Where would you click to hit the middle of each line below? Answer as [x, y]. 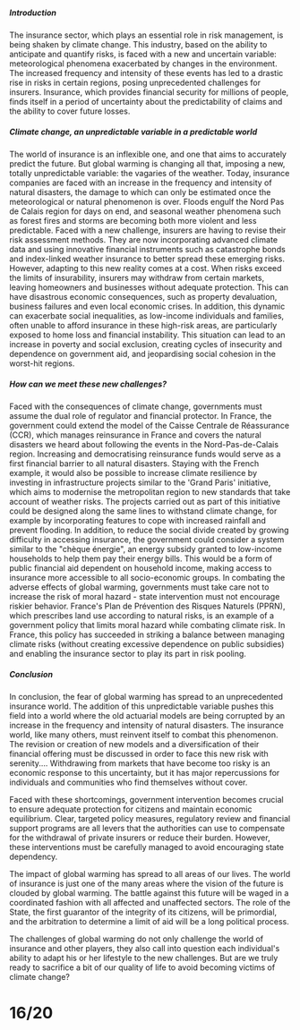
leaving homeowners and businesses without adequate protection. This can [149, 287]
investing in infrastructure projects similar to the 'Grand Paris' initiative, [140, 482]
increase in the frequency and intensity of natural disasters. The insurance [146, 725]
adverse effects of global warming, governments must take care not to [139, 587]
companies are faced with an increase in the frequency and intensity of [141, 183]
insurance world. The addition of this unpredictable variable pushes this [142, 706]
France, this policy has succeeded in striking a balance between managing [147, 634]
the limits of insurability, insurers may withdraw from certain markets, [137, 277]
